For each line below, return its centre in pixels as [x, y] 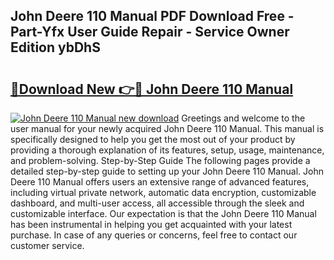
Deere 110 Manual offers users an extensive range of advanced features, [160, 182]
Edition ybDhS [55, 47]
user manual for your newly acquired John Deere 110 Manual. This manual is [167, 128]
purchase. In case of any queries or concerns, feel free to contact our [154, 235]
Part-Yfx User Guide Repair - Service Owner [150, 32]
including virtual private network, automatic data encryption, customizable [163, 192]
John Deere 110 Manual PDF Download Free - [152, 16]
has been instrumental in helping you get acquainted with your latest [151, 224]
